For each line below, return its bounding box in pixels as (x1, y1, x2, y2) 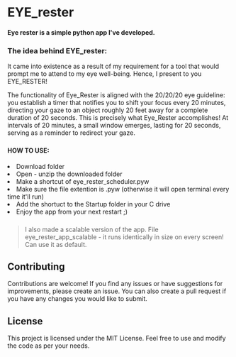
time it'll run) (7, 192, 45, 201)
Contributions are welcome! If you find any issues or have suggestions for (7, 280, 223, 288)
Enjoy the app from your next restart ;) (16, 207, 128, 216)
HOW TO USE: (7, 146, 50, 155)
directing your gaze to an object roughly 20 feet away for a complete (7, 106, 208, 114)
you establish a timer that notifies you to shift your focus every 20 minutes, (7, 99, 226, 107)
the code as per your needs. (7, 341, 90, 350)
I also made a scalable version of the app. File (24, 225, 159, 234)
